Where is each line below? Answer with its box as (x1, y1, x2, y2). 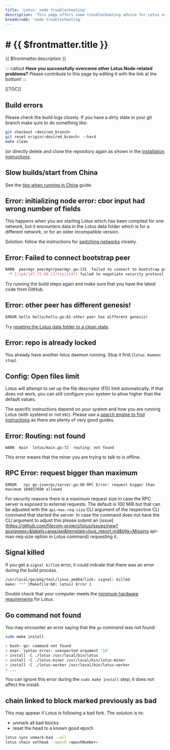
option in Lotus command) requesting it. (34, 533, 118, 539)
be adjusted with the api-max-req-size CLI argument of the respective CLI (5, 506, 159, 513)
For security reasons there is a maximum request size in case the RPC (5, 495, 151, 501)
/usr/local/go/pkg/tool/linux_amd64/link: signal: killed (5, 577, 130, 582)
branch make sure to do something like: (5, 120, 88, 126)
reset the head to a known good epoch (12, 725, 94, 731)
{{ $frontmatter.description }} (5, 55, 67, 62)
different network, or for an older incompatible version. (5, 229, 120, 235)
